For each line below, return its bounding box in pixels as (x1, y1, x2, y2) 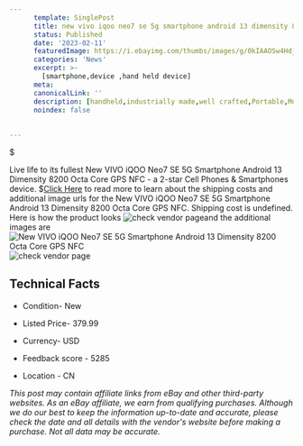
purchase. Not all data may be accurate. (9, 425, 161, 437)
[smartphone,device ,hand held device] (41, 72, 192, 81)
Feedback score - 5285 (22, 352, 110, 363)
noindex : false (32, 105, 91, 114)
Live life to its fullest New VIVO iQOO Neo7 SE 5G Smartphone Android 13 (9, 164, 282, 175)
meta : (32, 80, 54, 89)
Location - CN (22, 370, 75, 381)
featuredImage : (32, 47, 91, 56)
